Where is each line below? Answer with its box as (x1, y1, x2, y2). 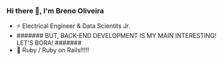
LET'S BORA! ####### (16, 39, 82, 47)
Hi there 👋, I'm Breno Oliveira (6, 6, 104, 16)
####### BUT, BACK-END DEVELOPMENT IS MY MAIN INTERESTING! (16, 32, 217, 40)
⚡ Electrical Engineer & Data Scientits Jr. (16, 22, 131, 30)
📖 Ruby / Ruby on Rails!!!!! (16, 46, 90, 54)
